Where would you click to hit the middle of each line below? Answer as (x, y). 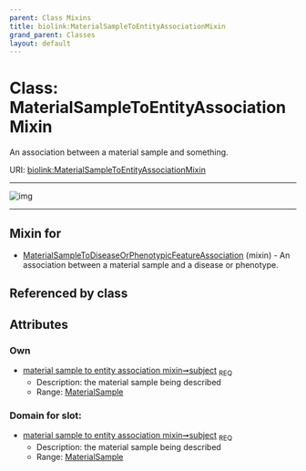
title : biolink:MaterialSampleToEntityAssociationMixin (117, 26)
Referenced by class (69, 294)
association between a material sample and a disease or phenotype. (151, 265)
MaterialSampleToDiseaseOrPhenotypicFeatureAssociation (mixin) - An (156, 255)
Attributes (39, 324)
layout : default (40, 43)
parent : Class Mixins (51, 18)
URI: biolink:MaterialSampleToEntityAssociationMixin (108, 170)
